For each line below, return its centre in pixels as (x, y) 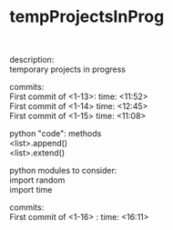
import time (31, 189)
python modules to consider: (63, 170)
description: (32, 59)
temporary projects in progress (67, 69)
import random (37, 180)
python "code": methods (56, 133)
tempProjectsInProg (87, 17)
